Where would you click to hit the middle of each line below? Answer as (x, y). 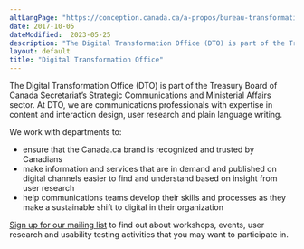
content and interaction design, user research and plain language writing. (146, 115)
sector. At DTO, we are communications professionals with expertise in (141, 105)
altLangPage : (34, 18)
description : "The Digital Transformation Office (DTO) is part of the (147, 43)
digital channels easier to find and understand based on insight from (150, 178)
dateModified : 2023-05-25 (60, 34)
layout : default (40, 52)
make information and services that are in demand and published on (150, 169)
